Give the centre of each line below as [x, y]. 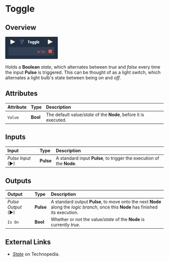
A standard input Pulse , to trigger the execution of [108, 158]
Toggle [20, 9]
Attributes [21, 94]
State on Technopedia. [36, 254]
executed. [56, 120]
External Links [28, 242]
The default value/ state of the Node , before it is [95, 115]
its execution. [65, 212]
